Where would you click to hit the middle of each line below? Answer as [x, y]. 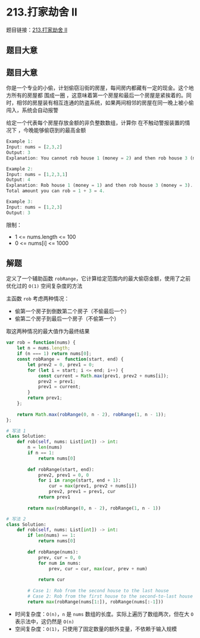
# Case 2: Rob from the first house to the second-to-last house [110, 596]
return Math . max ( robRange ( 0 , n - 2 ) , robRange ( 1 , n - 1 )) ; [92, 414]
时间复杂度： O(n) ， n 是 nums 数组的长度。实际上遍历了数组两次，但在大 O [104, 614]
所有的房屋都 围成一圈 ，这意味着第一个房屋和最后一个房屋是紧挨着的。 [99, 95]
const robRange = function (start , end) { [70, 359]
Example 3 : [20, 202]
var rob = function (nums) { [41, 342]
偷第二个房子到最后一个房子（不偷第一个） [67, 319]
